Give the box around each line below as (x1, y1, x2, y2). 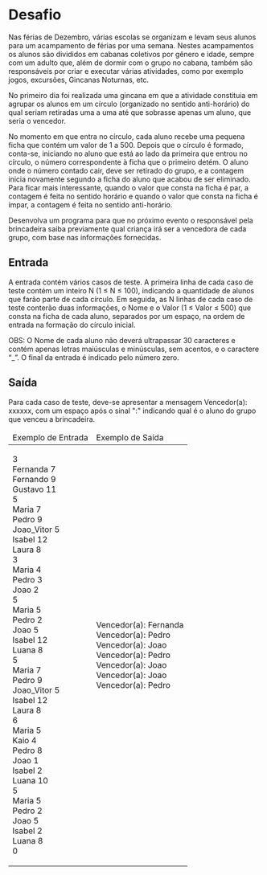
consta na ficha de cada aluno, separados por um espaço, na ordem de (8, 311, 245, 321)
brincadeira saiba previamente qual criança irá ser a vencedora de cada (8, 223, 247, 234)
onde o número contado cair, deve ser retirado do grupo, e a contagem (8, 166, 244, 175)
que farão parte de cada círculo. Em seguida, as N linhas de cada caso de (8, 294, 253, 304)
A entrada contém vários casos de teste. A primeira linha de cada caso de (8, 277, 253, 287)
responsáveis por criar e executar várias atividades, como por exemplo (8, 66, 244, 76)
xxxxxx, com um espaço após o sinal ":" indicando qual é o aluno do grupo (8, 406, 257, 415)
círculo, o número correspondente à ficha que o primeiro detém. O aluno (8, 157, 249, 166)
